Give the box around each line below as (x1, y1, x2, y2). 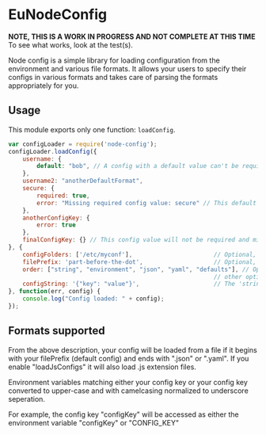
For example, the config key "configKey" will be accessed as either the (8, 410, 239, 419)
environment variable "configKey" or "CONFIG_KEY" (8, 418, 180, 427)
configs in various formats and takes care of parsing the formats (8, 72, 218, 82)
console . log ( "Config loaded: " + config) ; (22, 295, 165, 303)
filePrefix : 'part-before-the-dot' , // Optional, (22, 258, 257, 266)
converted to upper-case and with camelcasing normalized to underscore (8, 386, 249, 395)
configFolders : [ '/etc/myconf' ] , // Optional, (22, 250, 257, 258)
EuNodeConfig (8, 6, 108, 24)
